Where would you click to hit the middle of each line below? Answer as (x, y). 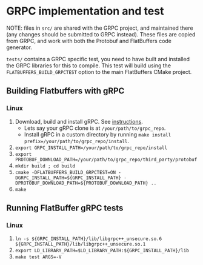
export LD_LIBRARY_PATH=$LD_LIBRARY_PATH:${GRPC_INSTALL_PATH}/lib (102, 251)
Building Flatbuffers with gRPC (65, 91)
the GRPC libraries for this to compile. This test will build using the (89, 65)
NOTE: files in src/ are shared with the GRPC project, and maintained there (100, 28)
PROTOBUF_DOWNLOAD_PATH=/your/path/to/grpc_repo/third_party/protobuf (106, 159)
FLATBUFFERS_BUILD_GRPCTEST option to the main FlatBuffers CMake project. (99, 72)
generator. (19, 47)
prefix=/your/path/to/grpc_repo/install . (76, 141)
